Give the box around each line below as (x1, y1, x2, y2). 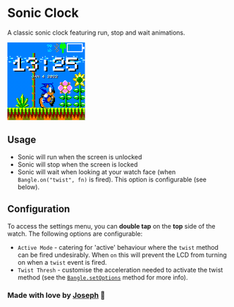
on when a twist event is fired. (17, 258, 107, 266)
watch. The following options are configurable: (7, 229, 143, 238)
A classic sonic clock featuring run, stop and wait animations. (7, 28, 185, 37)
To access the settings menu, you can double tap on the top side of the (7, 222, 216, 230)
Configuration (7, 203, 70, 215)
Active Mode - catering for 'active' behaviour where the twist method (17, 243, 218, 251)
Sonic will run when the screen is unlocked (17, 152, 142, 161)
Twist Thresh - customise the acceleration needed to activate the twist (17, 265, 223, 274)
